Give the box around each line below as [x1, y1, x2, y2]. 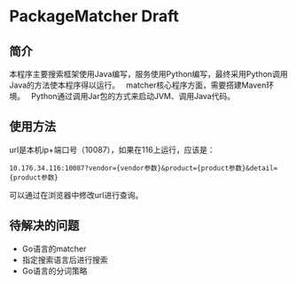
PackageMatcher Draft [9, 6, 180, 27]
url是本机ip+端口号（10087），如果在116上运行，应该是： [9, 144, 215, 155]
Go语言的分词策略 [21, 265, 88, 276]
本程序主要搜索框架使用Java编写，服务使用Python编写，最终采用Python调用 [9, 69, 288, 79]
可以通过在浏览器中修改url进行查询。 [9, 189, 144, 200]
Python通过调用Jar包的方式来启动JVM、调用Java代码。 [30, 91, 236, 101]
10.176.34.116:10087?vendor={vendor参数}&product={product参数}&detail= [9, 164, 278, 173]
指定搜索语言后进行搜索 [21, 254, 108, 265]
